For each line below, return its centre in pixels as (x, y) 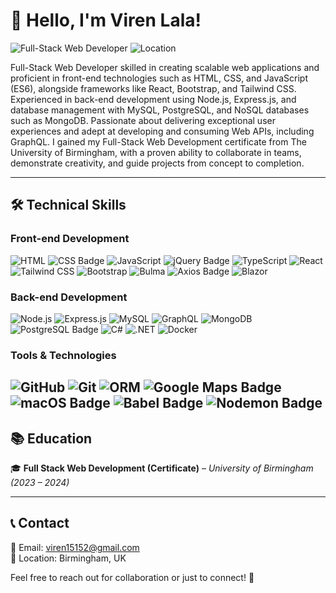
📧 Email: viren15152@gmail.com (75, 547)
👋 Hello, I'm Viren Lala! (106, 20)
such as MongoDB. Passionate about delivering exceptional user (143, 120)
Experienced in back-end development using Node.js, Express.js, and (153, 99)
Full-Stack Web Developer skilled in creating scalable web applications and (165, 67)
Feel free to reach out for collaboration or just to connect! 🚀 (132, 577)
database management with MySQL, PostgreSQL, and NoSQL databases (160, 110)
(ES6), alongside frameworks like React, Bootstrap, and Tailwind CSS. (153, 88)
